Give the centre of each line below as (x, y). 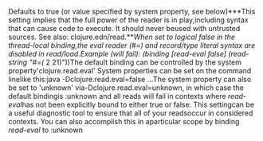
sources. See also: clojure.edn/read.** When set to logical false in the (122, 37)
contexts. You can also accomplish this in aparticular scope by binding (124, 121)
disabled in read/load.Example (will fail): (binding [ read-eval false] (118, 54)
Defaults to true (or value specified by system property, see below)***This (132, 12)
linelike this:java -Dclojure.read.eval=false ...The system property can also (130, 79)
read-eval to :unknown (46, 130)
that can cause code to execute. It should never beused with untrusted (124, 28)
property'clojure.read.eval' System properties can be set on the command (130, 70)
